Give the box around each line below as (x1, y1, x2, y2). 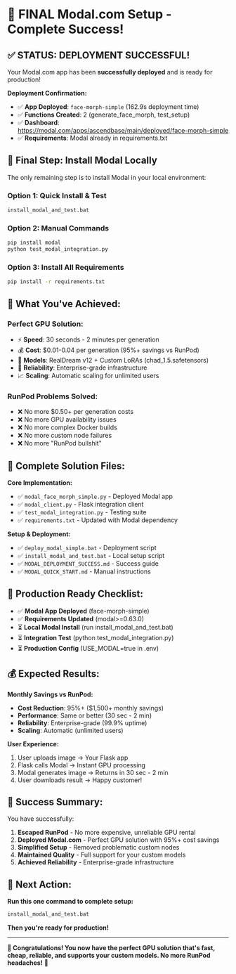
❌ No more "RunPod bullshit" (17, 439, 102, 448)
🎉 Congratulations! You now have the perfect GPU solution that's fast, (7, 944, 216, 952)
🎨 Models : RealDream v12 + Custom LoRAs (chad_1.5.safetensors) (17, 356, 209, 364)
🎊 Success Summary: (7, 796, 103, 808)
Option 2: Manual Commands (7, 223, 110, 233)
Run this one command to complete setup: (7, 897, 133, 906)
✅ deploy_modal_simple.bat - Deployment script (17, 544, 157, 552)
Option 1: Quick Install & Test (7, 190, 107, 200)
